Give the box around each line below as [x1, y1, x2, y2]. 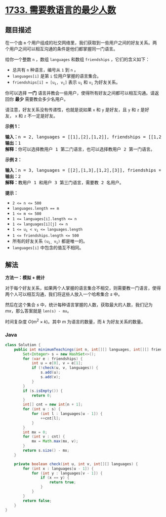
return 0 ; [31, 393, 52, 398]
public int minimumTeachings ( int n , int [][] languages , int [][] [14, 347, 149, 352]
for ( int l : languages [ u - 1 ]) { [31, 411, 103, 416]
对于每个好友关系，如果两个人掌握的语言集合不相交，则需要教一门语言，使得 [5, 285, 161, 291]
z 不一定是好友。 [24, 113, 58, 119]
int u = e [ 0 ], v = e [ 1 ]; [31, 361, 83, 366]
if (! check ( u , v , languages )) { [31, 365, 98, 370]
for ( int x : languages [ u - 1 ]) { [23, 466, 94, 471]
